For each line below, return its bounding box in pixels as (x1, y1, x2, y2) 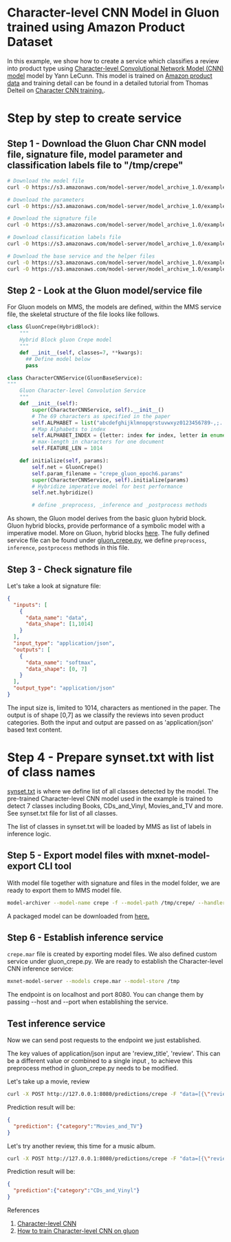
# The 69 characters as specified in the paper (32, 413, 170, 420)
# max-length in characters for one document (32, 439, 165, 446)
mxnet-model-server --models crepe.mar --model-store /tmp (7, 978, 180, 985)
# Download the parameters (7, 196, 85, 203)
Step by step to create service (7, 110, 182, 126)
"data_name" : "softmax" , (25, 659, 97, 666)
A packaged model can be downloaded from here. (7, 911, 150, 920)
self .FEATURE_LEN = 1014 (32, 445, 103, 452)
